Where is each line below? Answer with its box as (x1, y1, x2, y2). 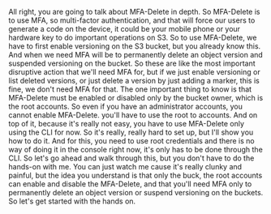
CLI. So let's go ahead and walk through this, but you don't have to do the (8, 153, 255, 163)
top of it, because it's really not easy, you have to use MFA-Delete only (8, 119, 245, 128)
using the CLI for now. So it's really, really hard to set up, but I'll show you (8, 127, 254, 137)
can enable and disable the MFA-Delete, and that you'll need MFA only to (8, 179, 252, 189)
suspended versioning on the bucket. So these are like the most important (8, 58, 256, 68)
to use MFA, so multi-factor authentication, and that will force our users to (8, 15, 256, 25)
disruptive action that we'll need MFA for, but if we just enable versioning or (8, 67, 261, 76)
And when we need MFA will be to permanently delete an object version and (8, 50, 264, 59)
